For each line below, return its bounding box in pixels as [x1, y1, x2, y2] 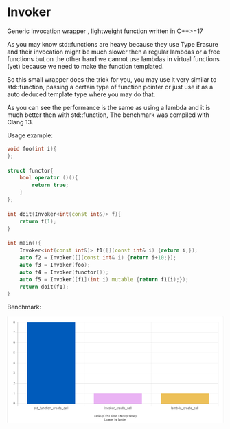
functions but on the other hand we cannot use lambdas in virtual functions [7, 54, 220, 63]
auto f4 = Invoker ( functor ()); [19, 269, 109, 276]
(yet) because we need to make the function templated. [7, 62, 164, 70]
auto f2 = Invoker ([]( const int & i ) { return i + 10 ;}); [19, 254, 176, 261]
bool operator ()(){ [19, 175, 78, 181]
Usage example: [7, 131, 54, 140]
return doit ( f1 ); [19, 283, 69, 290]
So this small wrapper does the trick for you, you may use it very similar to [7, 75, 217, 83]
